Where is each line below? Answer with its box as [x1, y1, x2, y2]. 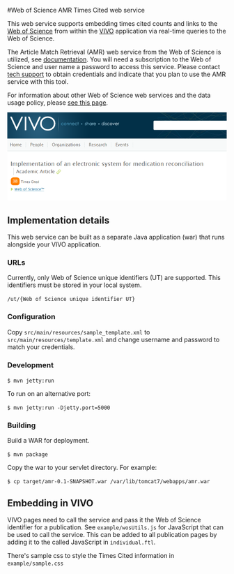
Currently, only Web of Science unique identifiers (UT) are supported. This [7, 274, 221, 282]
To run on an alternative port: [7, 390, 91, 398]
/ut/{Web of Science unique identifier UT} [7, 296, 136, 303]
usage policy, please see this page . [7, 98, 109, 107]
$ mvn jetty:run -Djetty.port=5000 [7, 404, 111, 411]
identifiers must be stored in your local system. [7, 281, 142, 289]
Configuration [7, 312, 56, 322]
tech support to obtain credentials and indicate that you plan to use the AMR [7, 70, 226, 78]
